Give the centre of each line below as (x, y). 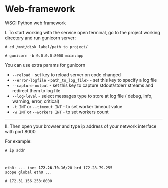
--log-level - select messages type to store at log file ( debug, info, (82, 96)
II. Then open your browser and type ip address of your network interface (81, 126)
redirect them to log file (36, 90)
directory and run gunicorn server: (41, 38)
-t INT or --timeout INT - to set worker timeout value (67, 106)
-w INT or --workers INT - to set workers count (60, 112)
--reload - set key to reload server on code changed (67, 75)
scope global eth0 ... (29, 172)
